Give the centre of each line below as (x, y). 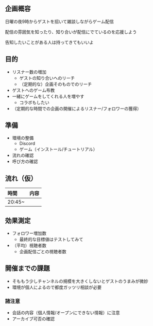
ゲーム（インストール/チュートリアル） (58, 149)
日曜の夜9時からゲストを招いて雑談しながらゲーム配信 (59, 22)
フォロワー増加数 (29, 233)
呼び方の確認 (25, 162)
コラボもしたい (34, 102)
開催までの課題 (27, 269)
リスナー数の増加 (29, 72)
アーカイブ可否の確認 (33, 319)
